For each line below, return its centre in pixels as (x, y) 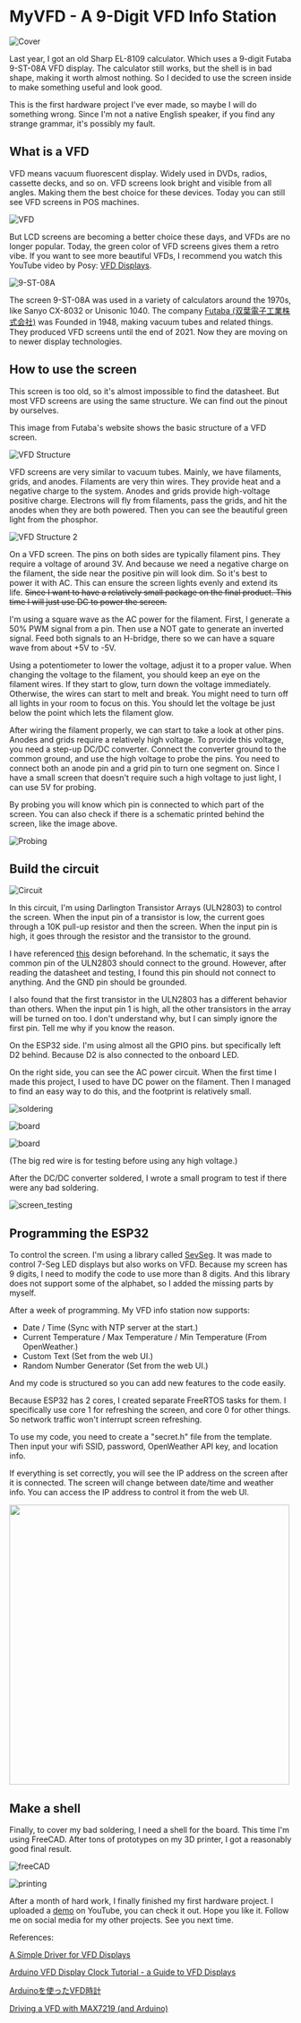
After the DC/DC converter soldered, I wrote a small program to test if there (148, 1178)
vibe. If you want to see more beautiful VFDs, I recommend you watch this (146, 255)
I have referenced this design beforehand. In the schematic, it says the (139, 954)
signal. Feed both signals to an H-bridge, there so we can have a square (142, 638)
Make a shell (45, 1808)
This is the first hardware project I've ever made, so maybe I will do (133, 104)
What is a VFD (49, 152)
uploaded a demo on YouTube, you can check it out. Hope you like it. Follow (149, 1911)
